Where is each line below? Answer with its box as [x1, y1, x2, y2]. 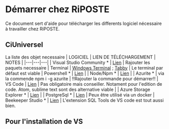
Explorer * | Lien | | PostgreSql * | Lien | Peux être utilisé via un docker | [5, 91, 155, 98]
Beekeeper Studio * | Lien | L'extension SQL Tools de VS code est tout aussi [5, 97, 164, 103]
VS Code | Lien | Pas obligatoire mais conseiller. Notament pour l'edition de [5, 81, 162, 87]
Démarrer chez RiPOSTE [5, 4, 110, 15]
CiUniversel [5, 41, 43, 49]
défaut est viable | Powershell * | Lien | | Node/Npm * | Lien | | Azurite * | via [5, 70, 164, 76]
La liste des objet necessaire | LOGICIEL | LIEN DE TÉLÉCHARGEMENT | [5, 54, 156, 60]
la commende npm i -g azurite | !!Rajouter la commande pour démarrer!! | [5, 75, 158, 82]
